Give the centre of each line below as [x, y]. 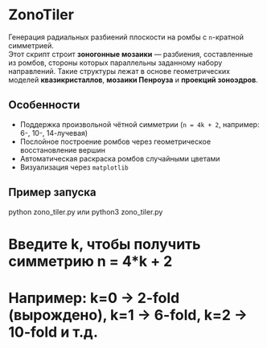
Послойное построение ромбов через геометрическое [115, 141]
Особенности [44, 105]
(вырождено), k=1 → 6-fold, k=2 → [128, 315]
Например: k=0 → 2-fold [94, 298]
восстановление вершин [63, 149]
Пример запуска [52, 192]
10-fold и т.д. [53, 332]
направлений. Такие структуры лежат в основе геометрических [119, 71]
